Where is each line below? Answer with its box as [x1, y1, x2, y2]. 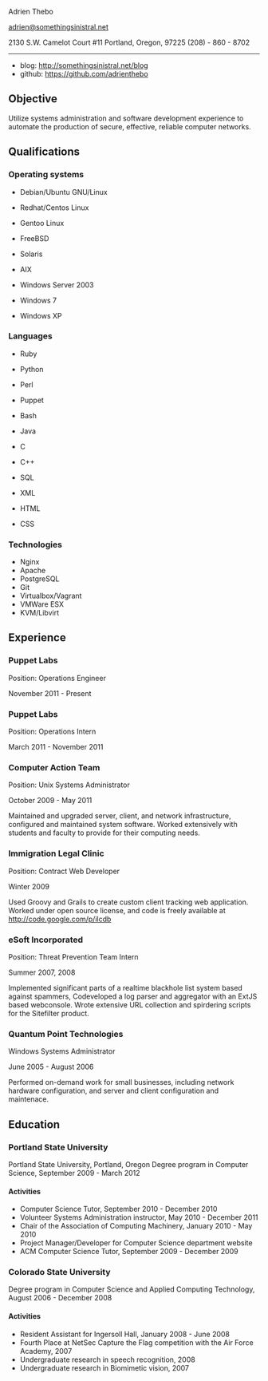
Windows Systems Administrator [8, 1047, 116, 1056]
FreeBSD [19, 233, 49, 243]
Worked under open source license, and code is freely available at [8, 905, 226, 915]
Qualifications [8, 145, 81, 159]
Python [19, 364, 44, 374]
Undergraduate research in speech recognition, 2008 [19, 1355, 195, 1364]
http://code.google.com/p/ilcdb [8, 914, 112, 924]
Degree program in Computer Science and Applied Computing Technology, [8, 1284, 255, 1294]
